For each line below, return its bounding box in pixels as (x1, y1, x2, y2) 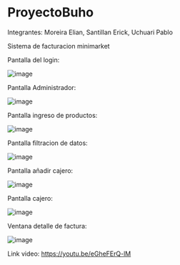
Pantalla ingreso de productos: (7, 111, 98, 119)
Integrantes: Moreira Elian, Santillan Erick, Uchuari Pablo (7, 28, 174, 36)
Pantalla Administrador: (7, 83, 76, 91)
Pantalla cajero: (7, 194, 54, 202)
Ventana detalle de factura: (7, 221, 87, 230)
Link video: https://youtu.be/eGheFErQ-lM (7, 249, 131, 258)
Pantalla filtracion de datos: (7, 139, 88, 147)
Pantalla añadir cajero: (7, 166, 74, 175)
